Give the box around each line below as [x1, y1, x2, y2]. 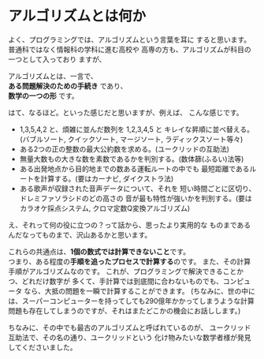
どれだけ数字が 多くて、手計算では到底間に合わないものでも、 [21, 276, 223, 286]
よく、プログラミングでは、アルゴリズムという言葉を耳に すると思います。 [8, 35, 251, 44]
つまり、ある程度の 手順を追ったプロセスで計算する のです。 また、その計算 [8, 256, 251, 266]
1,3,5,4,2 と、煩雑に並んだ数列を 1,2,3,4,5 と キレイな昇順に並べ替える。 [19, 124, 255, 134]
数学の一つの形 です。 [8, 91, 79, 100]
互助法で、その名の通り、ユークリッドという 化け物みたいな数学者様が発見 [8, 332, 251, 342]
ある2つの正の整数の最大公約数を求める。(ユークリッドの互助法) [19, 144, 230, 154]
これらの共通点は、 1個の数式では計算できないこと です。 [8, 246, 191, 256]
